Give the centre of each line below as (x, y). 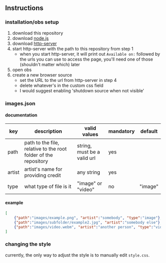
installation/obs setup (32, 22)
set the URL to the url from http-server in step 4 (68, 80)
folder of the (39, 155)
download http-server (35, 43)
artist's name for (43, 169)
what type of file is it (48, 186)
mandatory (122, 131)
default (149, 131)
